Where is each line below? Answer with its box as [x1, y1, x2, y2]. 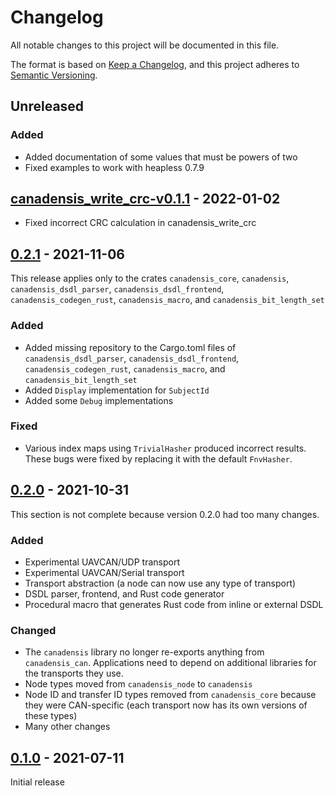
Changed [10, 623, 57, 637]
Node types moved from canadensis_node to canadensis [24, 678, 253, 690]
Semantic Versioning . [10, 69, 98, 81]
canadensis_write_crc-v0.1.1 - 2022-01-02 [10, 191, 281, 208]
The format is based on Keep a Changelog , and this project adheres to [10, 58, 300, 70]
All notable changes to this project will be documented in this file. [10, 39, 280, 51]
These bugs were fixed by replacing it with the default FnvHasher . [24, 452, 293, 465]
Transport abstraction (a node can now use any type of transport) [24, 577, 297, 589]
